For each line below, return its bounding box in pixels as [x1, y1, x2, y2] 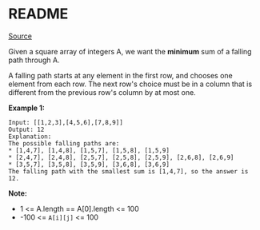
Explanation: [8, 133, 52, 141]
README [8, 5, 69, 23]
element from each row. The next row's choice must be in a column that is [8, 79, 253, 89]
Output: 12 [8, 125, 45, 133]
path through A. [8, 55, 60, 65]
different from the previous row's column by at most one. [8, 87, 196, 97]
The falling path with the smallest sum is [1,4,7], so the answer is [8, 167, 249, 176]
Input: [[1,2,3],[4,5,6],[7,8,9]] [8, 118, 124, 126]
